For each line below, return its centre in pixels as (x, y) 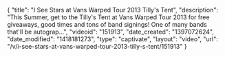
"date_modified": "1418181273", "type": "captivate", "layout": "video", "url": (112, 39)
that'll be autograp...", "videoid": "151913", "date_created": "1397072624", (111, 32)
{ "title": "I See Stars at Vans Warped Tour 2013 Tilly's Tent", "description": (113, 10)
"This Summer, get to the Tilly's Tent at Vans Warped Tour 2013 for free (108, 17)
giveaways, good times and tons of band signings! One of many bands (107, 24)
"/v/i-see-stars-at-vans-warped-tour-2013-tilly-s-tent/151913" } (97, 46)
